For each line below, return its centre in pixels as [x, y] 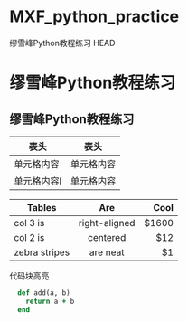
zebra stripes [42, 252]
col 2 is [29, 237]
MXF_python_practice [94, 17]
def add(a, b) [44, 293]
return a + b [50, 301]
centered [107, 237]
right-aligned [107, 223]
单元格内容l [38, 181]
